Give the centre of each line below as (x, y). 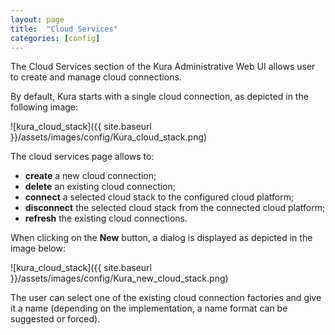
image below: (38, 248)
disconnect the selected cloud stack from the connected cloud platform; (175, 208)
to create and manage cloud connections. (96, 77)
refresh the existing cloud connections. (106, 218)
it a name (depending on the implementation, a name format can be (149, 308)
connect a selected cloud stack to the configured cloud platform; (159, 197)
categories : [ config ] (55, 38)
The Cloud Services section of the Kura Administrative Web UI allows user (163, 67)
